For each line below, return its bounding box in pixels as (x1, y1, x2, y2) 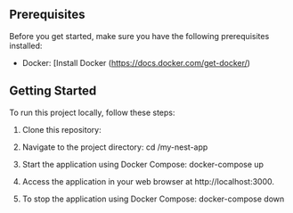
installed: (9, 40, 43, 51)
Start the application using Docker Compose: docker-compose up (21, 159, 265, 169)
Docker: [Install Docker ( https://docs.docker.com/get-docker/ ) (21, 57, 251, 68)
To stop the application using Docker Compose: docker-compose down (21, 193, 285, 204)
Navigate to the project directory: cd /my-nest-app (21, 142, 208, 152)
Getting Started (9, 84, 97, 99)
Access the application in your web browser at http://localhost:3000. (21, 176, 274, 186)
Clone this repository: (21, 124, 102, 135)
